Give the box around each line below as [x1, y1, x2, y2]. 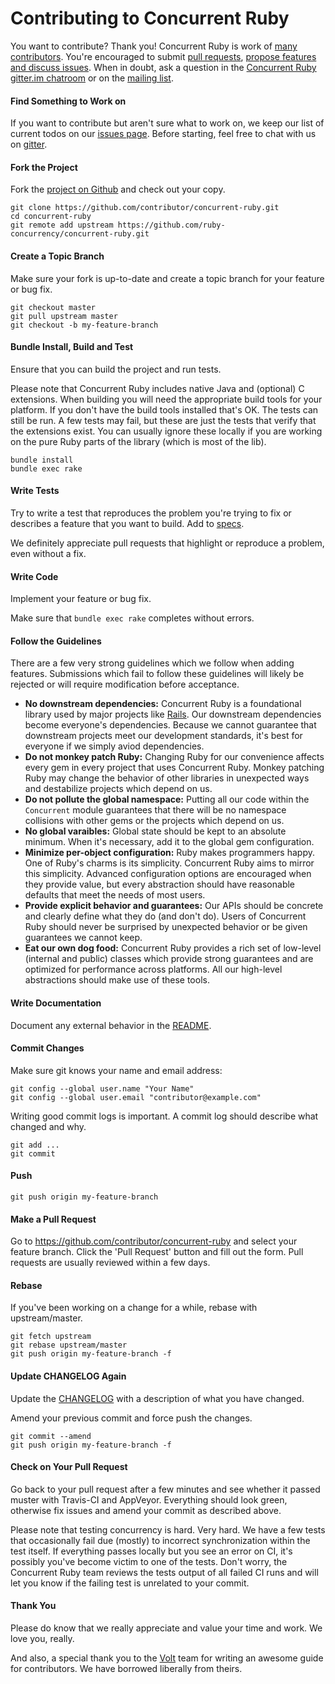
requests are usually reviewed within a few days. [10, 1257, 211, 1269]
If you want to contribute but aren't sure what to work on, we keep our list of [10, 117, 325, 129]
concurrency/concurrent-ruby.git [10, 229, 150, 239]
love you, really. [10, 1632, 75, 1644]
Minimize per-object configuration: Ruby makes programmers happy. [24, 847, 315, 859]
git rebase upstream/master [10, 1340, 128, 1351]
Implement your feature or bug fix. [10, 593, 152, 605]
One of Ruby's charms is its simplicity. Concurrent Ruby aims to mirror [24, 857, 315, 869]
